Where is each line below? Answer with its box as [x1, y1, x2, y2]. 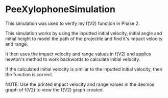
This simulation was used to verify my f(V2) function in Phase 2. [5, 20, 140, 26]
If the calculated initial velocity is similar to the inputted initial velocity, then [5, 66, 162, 72]
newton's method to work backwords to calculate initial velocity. [5, 56, 140, 62]
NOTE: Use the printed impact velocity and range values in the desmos [5, 81, 155, 87]
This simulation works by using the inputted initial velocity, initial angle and [5, 30, 162, 36]
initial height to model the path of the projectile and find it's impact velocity [5, 36, 163, 42]
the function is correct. [5, 71, 54, 77]
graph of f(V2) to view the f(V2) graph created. [5, 86, 104, 92]
